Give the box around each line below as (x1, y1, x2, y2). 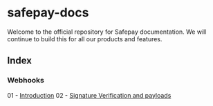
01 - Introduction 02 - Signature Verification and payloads (7, 91, 172, 99)
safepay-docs (7, 5, 89, 21)
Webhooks (7, 76, 45, 85)
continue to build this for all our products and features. (7, 34, 163, 43)
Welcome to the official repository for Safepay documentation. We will (7, 28, 207, 36)
